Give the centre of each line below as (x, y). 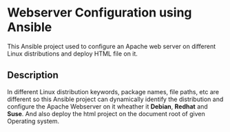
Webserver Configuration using (100, 13)
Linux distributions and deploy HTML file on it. (72, 54)
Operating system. (33, 121)
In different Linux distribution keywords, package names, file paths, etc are (113, 91)
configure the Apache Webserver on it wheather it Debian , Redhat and (107, 106)
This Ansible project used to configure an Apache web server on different (111, 46)
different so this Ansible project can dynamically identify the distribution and (115, 99)
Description (33, 75)
